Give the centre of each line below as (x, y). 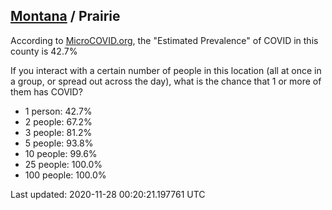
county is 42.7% (44, 51)
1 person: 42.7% (58, 111)
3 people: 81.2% (58, 132)
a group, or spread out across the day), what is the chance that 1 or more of (166, 81)
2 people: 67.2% (58, 121)
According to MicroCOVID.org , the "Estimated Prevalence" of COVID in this (164, 40)
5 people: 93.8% (59, 143)
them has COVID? (46, 91)
